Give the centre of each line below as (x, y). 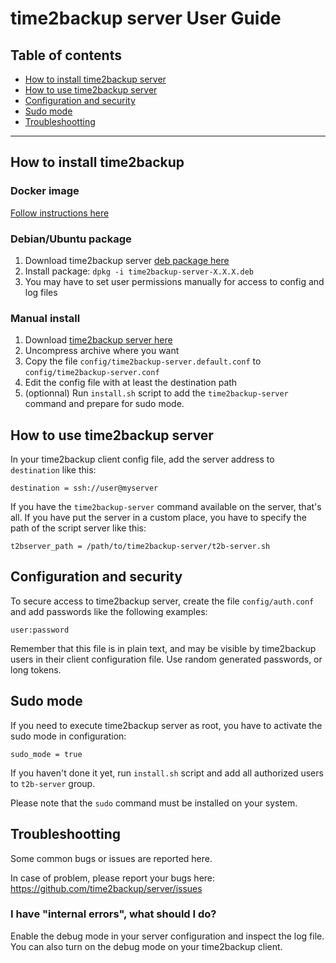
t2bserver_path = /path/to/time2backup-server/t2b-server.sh (140, 547)
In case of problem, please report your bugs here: (113, 878)
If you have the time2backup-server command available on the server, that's (166, 507)
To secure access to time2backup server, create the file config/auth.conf (162, 601)
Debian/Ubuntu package (71, 239)
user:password (40, 630)
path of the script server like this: (78, 528)
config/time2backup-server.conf (92, 373)
